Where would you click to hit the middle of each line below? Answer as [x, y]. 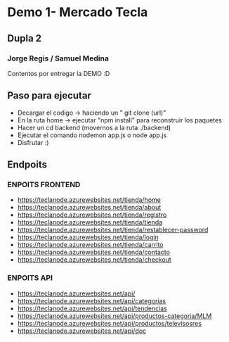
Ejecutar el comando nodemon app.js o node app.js [92, 135]
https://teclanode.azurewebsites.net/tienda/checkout [94, 260]
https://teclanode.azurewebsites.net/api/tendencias [92, 308]
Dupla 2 [25, 38]
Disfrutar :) [33, 142]
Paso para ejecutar [49, 96]
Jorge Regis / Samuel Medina [58, 58]
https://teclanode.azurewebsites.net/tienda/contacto [94, 252]
